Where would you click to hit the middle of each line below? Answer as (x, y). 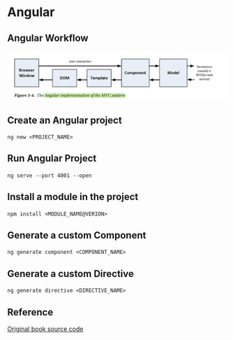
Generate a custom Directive (71, 274)
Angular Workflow (48, 38)
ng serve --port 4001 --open (50, 176)
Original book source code (45, 329)
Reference (30, 312)
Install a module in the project (73, 197)
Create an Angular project (65, 120)
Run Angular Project (52, 158)
